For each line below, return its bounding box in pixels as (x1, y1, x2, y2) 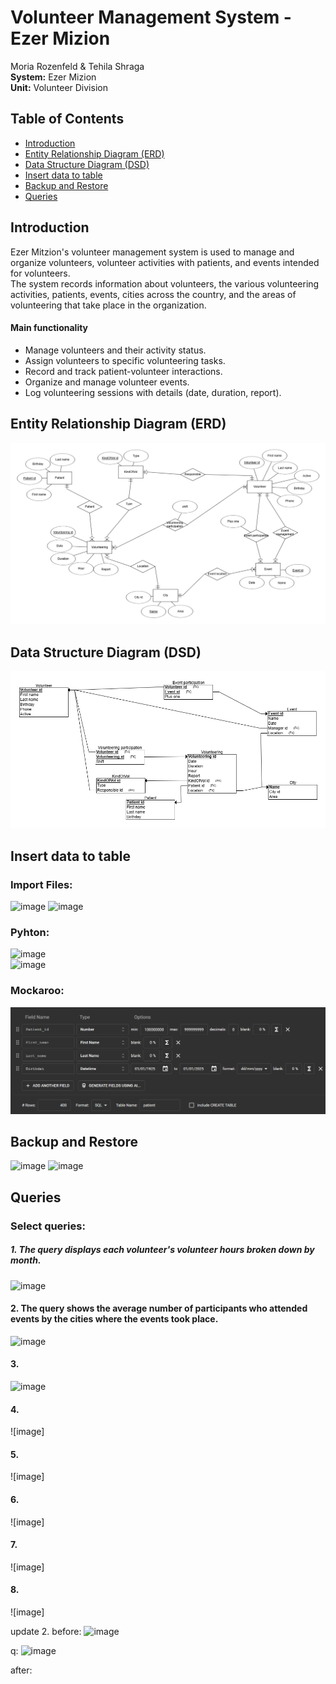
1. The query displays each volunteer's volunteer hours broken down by (10, 1244, 315, 1256)
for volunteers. (10, 267, 71, 279)
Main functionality (10, 322, 89, 334)
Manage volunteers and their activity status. (24, 344, 207, 356)
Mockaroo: (10, 984, 65, 998)
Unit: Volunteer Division (10, 81, 108, 93)
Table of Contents (10, 111, 125, 128)
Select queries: (10, 1219, 86, 1233)
